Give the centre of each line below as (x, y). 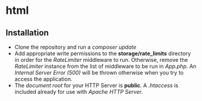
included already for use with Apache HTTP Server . (79, 92)
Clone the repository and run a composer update (75, 47)
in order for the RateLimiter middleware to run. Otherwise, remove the (101, 60)
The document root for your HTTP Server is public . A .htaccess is (96, 85)
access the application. (43, 79)
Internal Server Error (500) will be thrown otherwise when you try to (99, 72)
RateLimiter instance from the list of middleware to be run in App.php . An (105, 66)
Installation (27, 33)
